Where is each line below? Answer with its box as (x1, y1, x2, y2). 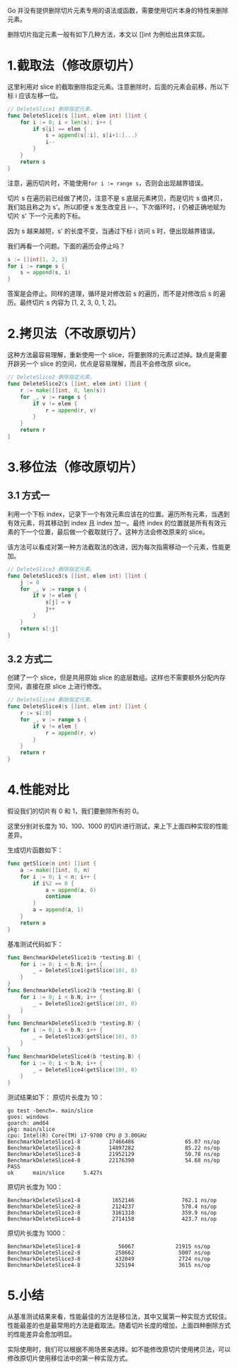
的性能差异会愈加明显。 (7, 1330, 76, 1338)
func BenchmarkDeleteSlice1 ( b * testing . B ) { (7, 954, 141, 961)
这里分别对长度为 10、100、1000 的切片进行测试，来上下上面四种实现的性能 (7, 822, 228, 830)
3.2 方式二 (7, 653, 53, 665)
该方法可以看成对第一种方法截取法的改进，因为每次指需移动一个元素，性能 (7, 542, 225, 551)
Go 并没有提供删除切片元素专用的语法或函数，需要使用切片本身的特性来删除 (7, 6, 229, 14)
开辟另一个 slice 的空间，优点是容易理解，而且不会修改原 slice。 (7, 359, 195, 368)
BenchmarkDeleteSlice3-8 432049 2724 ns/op (7, 1255, 211, 1262)
